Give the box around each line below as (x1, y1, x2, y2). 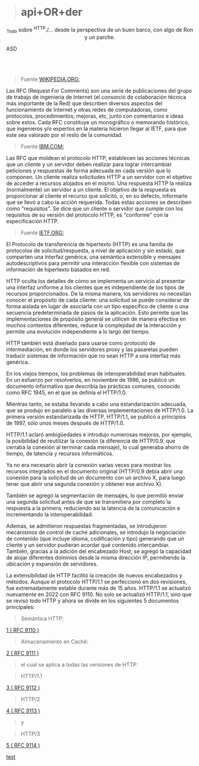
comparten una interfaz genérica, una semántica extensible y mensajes (6, 253, 181, 260)
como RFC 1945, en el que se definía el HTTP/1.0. (6, 389, 127, 396)
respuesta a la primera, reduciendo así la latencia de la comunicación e (6, 505, 180, 512)
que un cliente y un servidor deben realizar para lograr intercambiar (6, 161, 172, 168)
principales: (6, 604, 35, 611)
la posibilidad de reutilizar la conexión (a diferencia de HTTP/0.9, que (6, 437, 175, 445)
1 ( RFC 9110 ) (6, 627, 40, 634)
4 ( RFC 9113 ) (6, 707, 40, 714)
